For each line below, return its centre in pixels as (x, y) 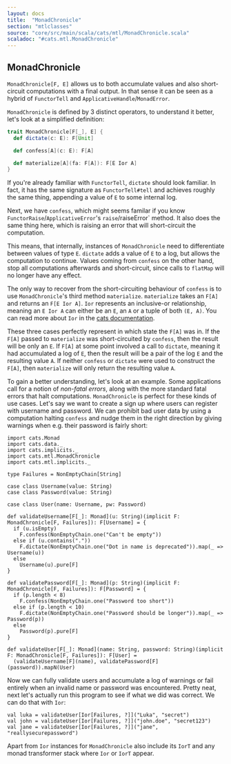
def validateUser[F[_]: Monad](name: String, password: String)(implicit (115, 649)
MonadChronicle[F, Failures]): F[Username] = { (77, 523)
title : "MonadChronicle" (44, 20)
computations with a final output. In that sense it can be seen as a (120, 91)
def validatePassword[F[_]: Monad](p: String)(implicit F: (94, 583)
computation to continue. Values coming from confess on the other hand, (111, 261)
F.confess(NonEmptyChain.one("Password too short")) (97, 601)
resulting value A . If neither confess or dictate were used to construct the (111, 361)
